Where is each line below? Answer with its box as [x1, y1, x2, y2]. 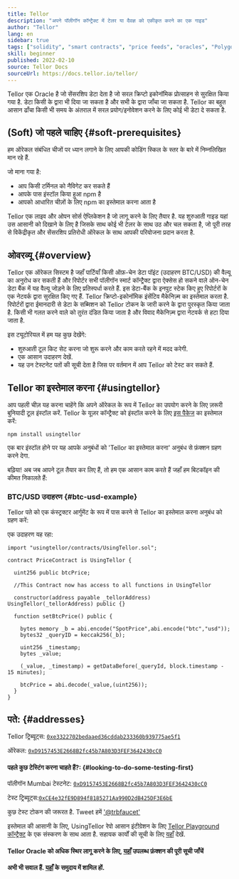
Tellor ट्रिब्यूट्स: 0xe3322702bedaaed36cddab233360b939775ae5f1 [7, 732, 181, 741]
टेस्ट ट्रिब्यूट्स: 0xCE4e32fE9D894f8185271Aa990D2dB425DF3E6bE [7, 794, 173, 802]
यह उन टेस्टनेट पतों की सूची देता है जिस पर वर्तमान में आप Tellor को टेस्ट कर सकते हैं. [17, 361, 215, 369]
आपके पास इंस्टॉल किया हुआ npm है [17, 190, 102, 199]
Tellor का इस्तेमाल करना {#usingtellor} [7, 381, 161, 394]
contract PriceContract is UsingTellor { [7, 557, 132, 564]
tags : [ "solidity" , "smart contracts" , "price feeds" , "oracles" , [7, 43, 208, 51]
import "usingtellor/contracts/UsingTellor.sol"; [7, 544, 158, 552]
